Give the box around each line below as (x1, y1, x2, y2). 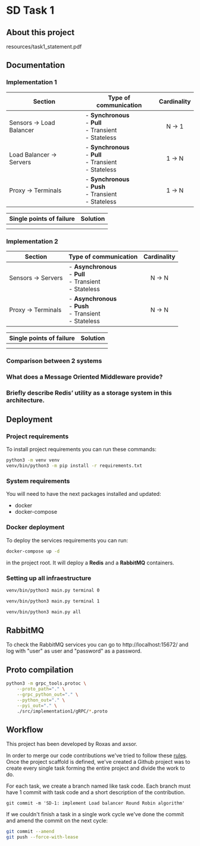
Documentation (6, 60, 65, 70)
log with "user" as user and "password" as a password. (6, 647, 142, 655)
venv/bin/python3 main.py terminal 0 (6, 587, 100, 593)
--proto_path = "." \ (17, 686, 65, 692)
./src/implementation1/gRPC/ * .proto (17, 708, 108, 714)
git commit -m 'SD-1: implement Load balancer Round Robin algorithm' (6, 800, 185, 807)
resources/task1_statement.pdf (6, 43, 82, 50)
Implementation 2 (6, 237, 58, 245)
